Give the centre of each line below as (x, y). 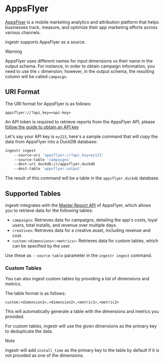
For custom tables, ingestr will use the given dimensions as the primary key (81, 326)
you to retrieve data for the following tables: (49, 210)
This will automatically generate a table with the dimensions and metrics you (82, 312)
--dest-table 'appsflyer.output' (48, 169)
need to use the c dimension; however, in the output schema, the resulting (80, 71)
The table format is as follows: (35, 294)
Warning (13, 51)
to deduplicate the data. (29, 331)
